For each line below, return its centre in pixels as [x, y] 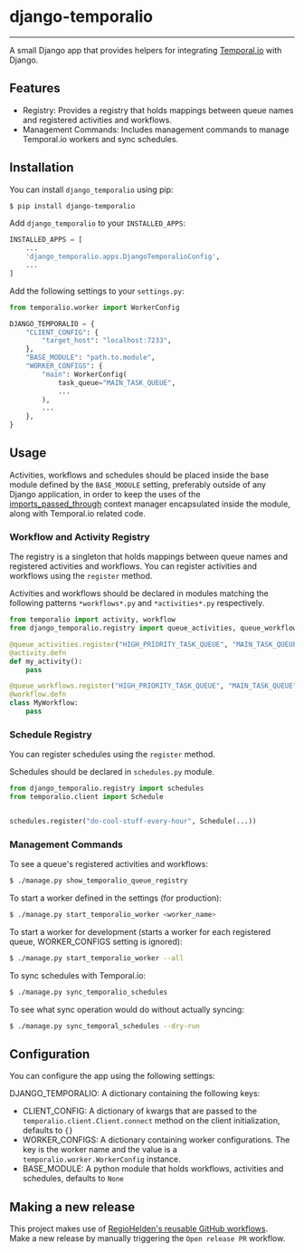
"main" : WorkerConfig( [85, 374]
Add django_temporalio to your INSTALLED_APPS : [97, 223]
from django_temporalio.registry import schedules [107, 789]
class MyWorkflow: [44, 703]
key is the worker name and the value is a [100, 1150]
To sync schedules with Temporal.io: [78, 975]
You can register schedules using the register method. [112, 755]
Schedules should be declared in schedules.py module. [112, 772]
